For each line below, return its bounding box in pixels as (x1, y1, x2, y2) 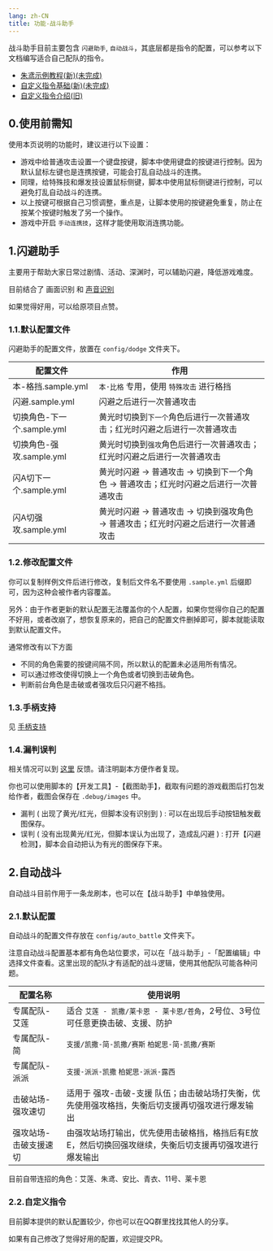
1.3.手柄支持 (8, 702, 57, 713)
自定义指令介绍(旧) (19, 90, 84, 100)
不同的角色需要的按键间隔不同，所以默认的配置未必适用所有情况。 (19, 659, 241, 669)
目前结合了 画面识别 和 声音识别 (8, 285, 115, 294)
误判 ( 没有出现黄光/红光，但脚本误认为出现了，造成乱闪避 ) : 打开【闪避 (19, 829, 262, 839)
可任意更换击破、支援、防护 (66, 1018, 173, 1029)
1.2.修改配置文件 (8, 557, 73, 568)
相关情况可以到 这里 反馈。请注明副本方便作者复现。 (8, 764, 184, 774)
